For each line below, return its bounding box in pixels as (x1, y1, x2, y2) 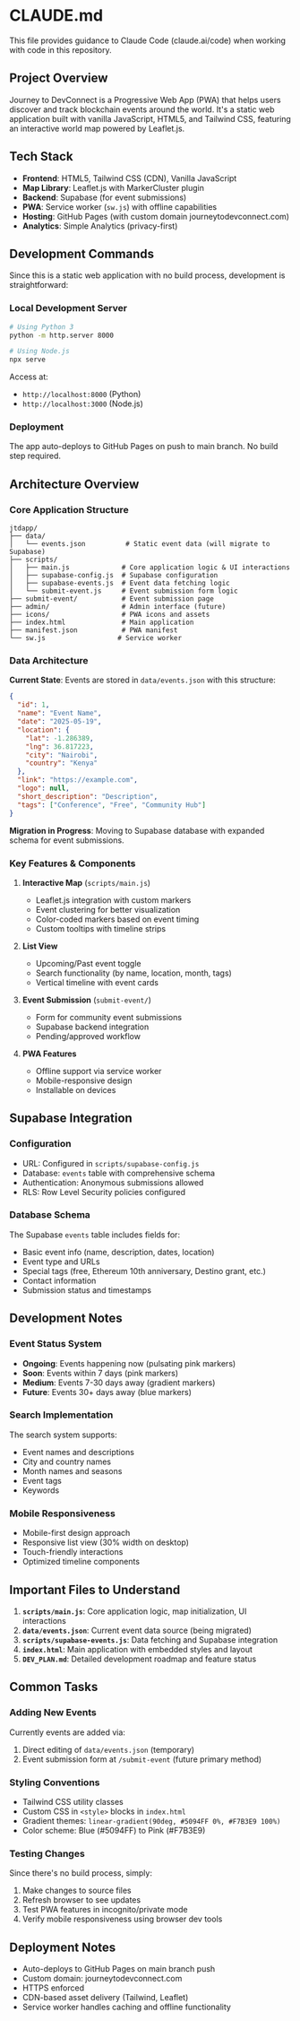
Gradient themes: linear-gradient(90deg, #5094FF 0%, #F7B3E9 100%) (21, 1815, 281, 1826)
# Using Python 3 (9, 322, 74, 332)
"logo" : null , (17, 784, 70, 794)
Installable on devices (35, 1084, 116, 1095)
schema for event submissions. (9, 835, 124, 846)
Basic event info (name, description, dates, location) (21, 1246, 215, 1257)
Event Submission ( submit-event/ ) (21, 994, 152, 1005)
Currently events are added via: (9, 1727, 125, 1738)
